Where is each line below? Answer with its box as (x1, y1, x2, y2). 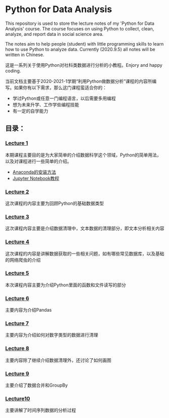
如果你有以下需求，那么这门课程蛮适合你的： (14, 85, 107, 91)
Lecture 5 (5, 270, 29, 277)
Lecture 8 (5, 345, 29, 352)
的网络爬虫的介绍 (5, 257, 41, 263)
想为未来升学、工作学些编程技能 (12, 101, 79, 107)
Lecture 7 (5, 320, 29, 327)
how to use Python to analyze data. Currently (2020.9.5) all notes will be (5, 46, 155, 52)
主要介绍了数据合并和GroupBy (5, 382, 68, 388)
